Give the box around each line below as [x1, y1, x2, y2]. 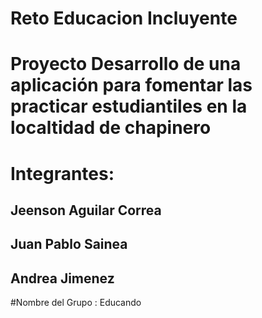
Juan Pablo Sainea [10, 236, 128, 253]
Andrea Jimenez [10, 270, 115, 287]
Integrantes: [10, 162, 115, 185]
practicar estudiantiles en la [10, 95, 248, 118]
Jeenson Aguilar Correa [10, 202, 162, 219]
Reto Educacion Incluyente [10, 7, 238, 30]
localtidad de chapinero [10, 117, 212, 139]
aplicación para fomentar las [10, 74, 253, 97]
